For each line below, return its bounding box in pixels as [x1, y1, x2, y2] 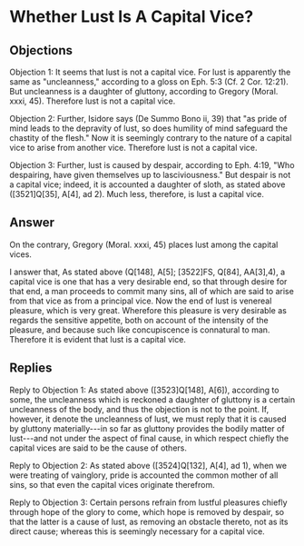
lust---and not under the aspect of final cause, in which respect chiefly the [9, 432, 289, 443]
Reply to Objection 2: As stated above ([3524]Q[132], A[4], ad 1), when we [9, 460, 288, 471]
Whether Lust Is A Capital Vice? [9, 6, 254, 27]
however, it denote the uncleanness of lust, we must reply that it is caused [9, 413, 288, 424]
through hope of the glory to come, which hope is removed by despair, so [9, 506, 285, 517]
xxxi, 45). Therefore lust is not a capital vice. [9, 95, 176, 106]
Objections [9, 43, 74, 58]
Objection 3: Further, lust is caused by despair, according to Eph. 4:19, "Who [9, 160, 295, 170]
